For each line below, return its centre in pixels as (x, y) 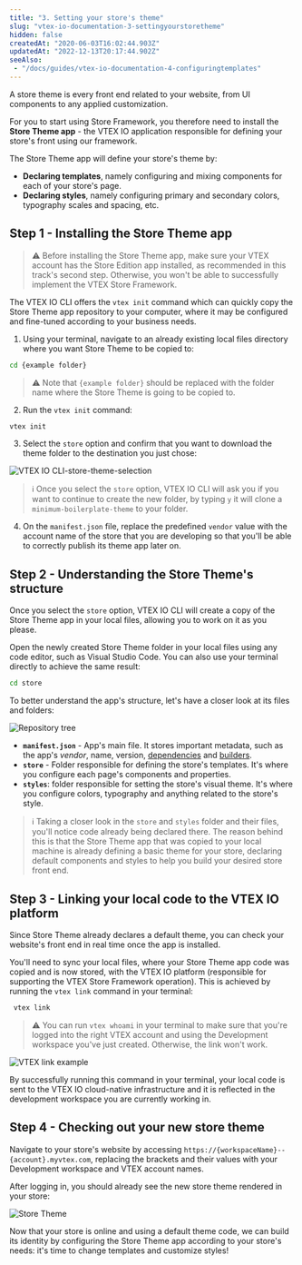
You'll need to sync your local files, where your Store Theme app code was (150, 962)
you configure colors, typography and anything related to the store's (150, 794)
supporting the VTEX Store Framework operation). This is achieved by (140, 981)
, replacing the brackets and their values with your (184, 1159)
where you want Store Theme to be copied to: (108, 348)
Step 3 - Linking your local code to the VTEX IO (144, 899)
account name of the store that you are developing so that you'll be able (157, 536)
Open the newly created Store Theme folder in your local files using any (144, 647)
